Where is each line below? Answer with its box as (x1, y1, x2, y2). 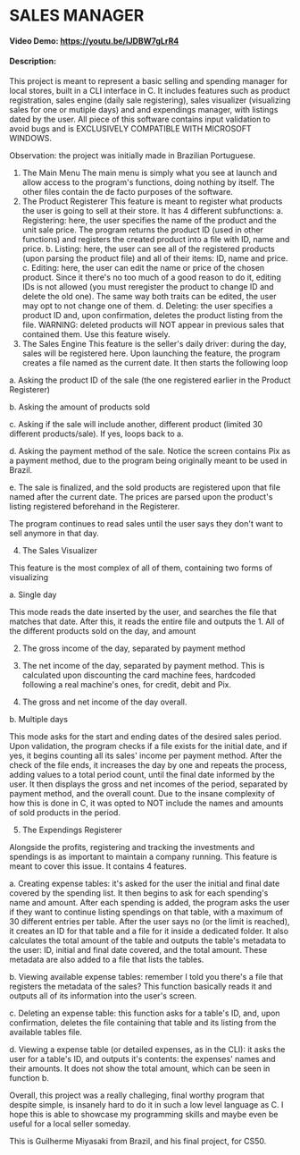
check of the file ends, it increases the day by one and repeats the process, (9, 759, 287, 770)
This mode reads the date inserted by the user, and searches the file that (9, 606, 277, 617)
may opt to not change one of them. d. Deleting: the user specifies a (21, 300, 274, 311)
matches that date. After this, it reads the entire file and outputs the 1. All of (9, 616, 286, 627)
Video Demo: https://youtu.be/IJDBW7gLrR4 (9, 35, 179, 46)
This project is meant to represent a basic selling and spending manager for (9, 75, 288, 86)
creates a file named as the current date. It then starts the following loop (21, 357, 288, 367)
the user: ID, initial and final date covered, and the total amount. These (9, 944, 268, 955)
